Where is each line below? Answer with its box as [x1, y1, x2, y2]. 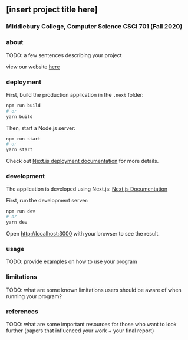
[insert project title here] [6, 5, 98, 15]
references [6, 307, 38, 315]
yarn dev [6, 220, 28, 225]
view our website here [6, 63, 60, 70]
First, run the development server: [6, 197, 89, 204]
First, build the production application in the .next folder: [6, 91, 144, 98]
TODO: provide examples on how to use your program [6, 258, 137, 265]
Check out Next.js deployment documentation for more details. [6, 158, 159, 165]
